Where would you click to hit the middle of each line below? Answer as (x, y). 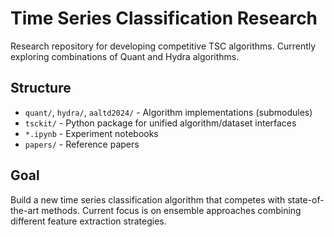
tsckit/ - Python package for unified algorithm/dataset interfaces (160, 123)
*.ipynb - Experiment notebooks (91, 133)
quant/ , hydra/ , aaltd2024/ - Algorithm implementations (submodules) (168, 112)
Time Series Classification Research (164, 18)
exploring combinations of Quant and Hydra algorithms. (125, 56)
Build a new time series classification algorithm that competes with (148, 199)
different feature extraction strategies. (88, 221)
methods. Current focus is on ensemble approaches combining (171, 210)
